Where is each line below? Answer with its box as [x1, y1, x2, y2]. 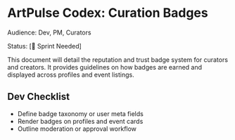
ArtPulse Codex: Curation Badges [7, 5, 209, 21]
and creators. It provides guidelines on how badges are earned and [7, 63, 203, 71]
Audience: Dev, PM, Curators [7, 28, 91, 37]
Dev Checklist [7, 91, 70, 103]
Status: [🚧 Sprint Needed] [7, 42, 82, 50]
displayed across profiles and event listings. [7, 70, 135, 79]
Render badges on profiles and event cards [17, 117, 144, 125]
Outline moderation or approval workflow [17, 125, 137, 133]
